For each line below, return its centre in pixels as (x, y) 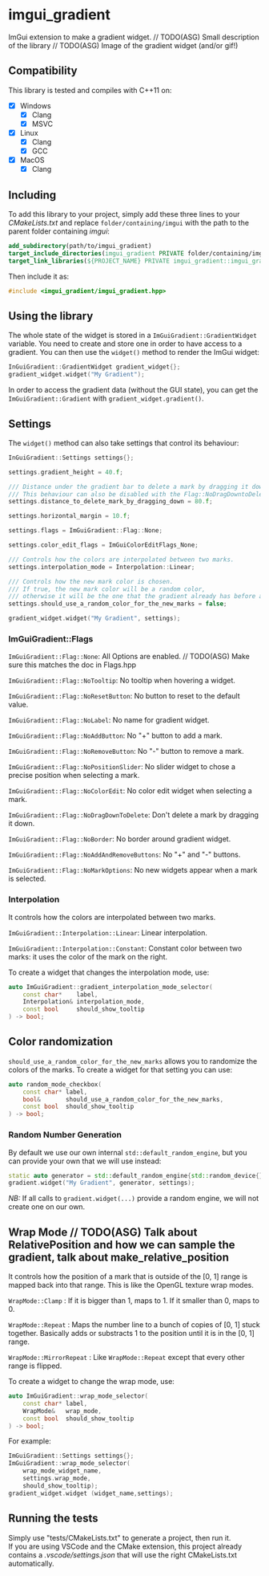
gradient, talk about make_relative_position (119, 1257)
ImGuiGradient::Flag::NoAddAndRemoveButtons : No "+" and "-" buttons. (124, 855)
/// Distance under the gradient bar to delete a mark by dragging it (128, 487)
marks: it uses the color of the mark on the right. (88, 956)
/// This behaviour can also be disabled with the (94, 494)
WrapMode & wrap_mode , (62, 1411)
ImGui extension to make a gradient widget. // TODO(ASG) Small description (134, 37)
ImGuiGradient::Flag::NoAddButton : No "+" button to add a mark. (115, 735)
